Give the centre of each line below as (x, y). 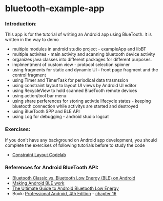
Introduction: (21, 24)
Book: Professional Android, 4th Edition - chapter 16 (64, 194)
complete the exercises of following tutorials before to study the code (75, 145)
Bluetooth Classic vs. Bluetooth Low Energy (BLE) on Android (74, 178)
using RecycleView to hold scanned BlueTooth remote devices (75, 90)
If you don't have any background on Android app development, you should (81, 140)
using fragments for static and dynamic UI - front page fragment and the (85, 70)
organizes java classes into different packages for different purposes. (82, 60)
